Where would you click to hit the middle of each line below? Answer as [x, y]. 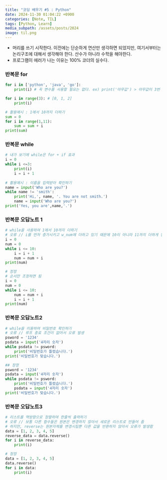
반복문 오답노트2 [24, 318]
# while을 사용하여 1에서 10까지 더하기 [41, 230]
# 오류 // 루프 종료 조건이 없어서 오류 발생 [45, 333]
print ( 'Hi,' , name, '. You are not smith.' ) [61, 197]
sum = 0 [13, 117]
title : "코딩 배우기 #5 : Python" [38, 10]
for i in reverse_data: [30, 440]
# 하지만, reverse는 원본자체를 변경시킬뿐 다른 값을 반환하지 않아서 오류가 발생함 [79, 426]
